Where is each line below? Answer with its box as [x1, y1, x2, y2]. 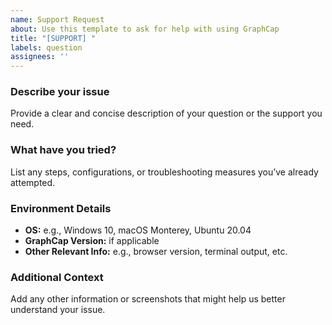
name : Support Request [10, 14, 105, 25]
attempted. [10, 176, 56, 188]
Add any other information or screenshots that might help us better [10, 293, 286, 305]
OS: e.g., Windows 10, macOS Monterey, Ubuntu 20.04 [24, 224, 252, 236]
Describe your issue [10, 85, 110, 99]
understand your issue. [10, 304, 106, 316]
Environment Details [10, 201, 112, 215]
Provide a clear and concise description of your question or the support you [10, 107, 323, 120]
